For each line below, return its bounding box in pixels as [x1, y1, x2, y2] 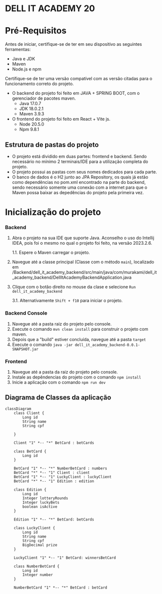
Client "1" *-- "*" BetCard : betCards [14, 440, 95, 445]
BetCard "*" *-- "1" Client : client [14, 470, 90, 475]
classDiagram [5, 406, 32, 411]
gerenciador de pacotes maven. [12, 95, 76, 101]
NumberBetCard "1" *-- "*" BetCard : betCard [14, 585, 108, 590]
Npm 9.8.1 [19, 126, 39, 132]
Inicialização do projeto [5, 207, 101, 218]
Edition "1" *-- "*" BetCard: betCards [14, 517, 95, 522]
